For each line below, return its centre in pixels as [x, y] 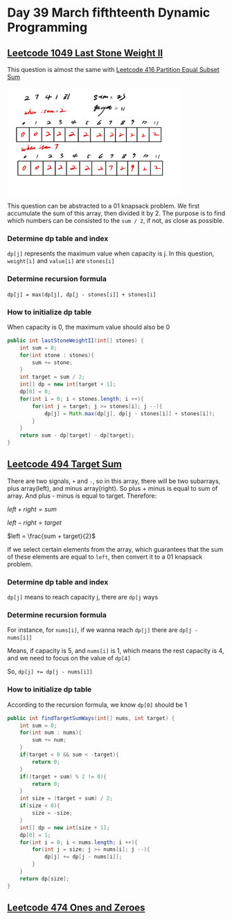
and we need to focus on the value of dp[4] [69, 658]
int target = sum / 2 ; [52, 377]
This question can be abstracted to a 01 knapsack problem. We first [104, 206]
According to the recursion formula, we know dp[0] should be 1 [97, 705]
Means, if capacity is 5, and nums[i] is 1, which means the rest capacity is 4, [116, 651]
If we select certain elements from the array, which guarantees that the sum [115, 549]
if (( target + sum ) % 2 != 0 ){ [63, 777]
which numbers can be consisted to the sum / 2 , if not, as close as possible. [116, 220]
